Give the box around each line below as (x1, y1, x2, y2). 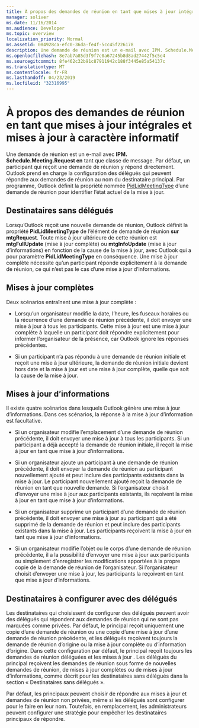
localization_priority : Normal (6, 36, 84, 42)
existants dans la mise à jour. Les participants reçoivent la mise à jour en (14, 527, 192, 534)
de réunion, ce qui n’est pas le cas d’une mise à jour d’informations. (6, 265, 171, 273)
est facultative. (6, 417, 43, 424)
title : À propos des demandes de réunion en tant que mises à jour (6, 8, 176, 15)
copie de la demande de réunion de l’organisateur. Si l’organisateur (14, 564, 178, 571)
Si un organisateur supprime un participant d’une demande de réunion (14, 508, 187, 516)
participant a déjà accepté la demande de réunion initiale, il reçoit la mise (14, 441, 193, 448)
